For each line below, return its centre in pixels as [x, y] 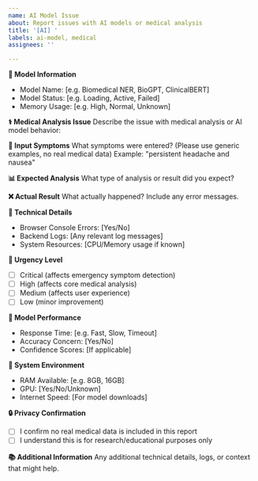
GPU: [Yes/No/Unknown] [60, 389]
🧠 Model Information [42, 74]
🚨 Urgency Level [36, 260]
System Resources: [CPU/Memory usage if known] [102, 244]
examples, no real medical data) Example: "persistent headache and [119, 154]
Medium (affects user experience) [75, 293]
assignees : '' [32, 45]
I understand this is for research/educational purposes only [116, 441]
